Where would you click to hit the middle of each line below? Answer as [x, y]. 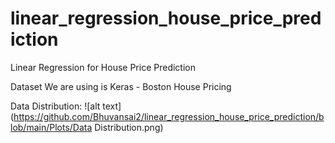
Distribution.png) [129, 127]
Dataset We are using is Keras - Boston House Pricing [121, 86]
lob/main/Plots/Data [51, 127]
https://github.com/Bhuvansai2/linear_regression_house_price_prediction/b [169, 116]
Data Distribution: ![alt [55, 106]
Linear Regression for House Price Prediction [103, 67]
